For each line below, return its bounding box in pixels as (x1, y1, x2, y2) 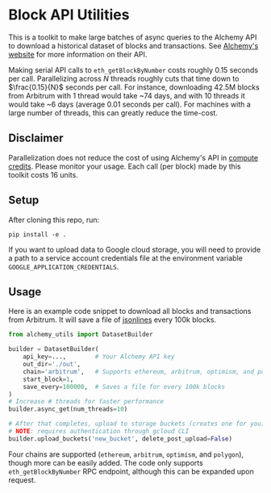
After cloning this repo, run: (8, 215, 99, 224)
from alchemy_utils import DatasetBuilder (8, 331, 153, 339)
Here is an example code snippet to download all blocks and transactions (8, 307, 252, 316)
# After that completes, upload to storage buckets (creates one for (8, 420, 248, 428)
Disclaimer (8, 132, 64, 145)
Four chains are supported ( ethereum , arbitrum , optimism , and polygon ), (8, 449, 244, 459)
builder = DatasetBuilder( (8, 345, 99, 353)
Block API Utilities (8, 6, 130, 24)
